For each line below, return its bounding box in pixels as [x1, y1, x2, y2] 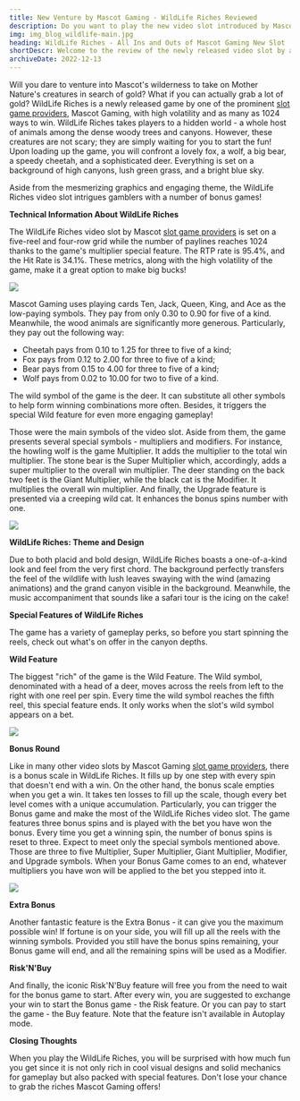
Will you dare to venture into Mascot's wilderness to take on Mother [9, 80, 259, 90]
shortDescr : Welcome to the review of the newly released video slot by [9, 47, 286, 55]
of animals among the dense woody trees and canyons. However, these [9, 127, 273, 137]
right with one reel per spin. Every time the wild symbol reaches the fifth [9, 690, 275, 701]
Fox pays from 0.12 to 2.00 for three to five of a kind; [21, 354, 216, 364]
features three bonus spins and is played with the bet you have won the [9, 818, 272, 828]
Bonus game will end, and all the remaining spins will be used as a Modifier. [9, 945, 287, 956]
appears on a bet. [9, 709, 74, 720]
